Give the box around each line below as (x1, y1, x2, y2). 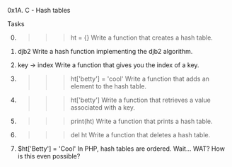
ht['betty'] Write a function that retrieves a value (70, 96, 211, 104)
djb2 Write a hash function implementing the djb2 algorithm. (17, 47, 193, 55)
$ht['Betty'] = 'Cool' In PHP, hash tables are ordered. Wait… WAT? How (17, 144, 225, 153)
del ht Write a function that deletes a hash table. (70, 131, 211, 139)
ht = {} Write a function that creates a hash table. (70, 33, 214, 42)
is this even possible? (17, 152, 81, 160)
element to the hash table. (70, 82, 147, 91)
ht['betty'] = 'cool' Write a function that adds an (70, 74, 210, 83)
